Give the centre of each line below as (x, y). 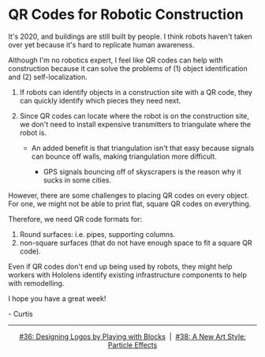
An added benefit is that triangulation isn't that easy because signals (143, 148)
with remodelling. (36, 283)
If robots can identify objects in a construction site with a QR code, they (136, 92)
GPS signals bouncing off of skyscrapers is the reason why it (142, 171)
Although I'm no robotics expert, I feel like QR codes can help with (116, 60)
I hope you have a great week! (57, 299)
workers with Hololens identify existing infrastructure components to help (127, 275)
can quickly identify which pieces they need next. (100, 100)
